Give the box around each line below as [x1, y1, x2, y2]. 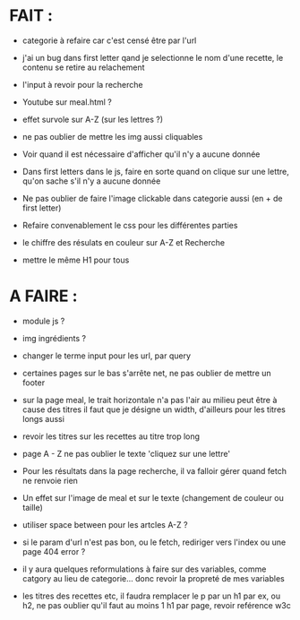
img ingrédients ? [21, 332, 87, 343]
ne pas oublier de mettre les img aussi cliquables [21, 131, 203, 142]
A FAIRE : [9, 286, 78, 306]
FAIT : [9, 5, 54, 26]
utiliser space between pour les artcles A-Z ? [21, 519, 188, 530]
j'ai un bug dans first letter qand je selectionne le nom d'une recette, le [21, 52, 284, 63]
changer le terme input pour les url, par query [21, 350, 191, 361]
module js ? [21, 315, 65, 326]
